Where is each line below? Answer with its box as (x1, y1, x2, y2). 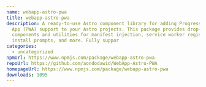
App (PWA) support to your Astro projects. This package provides (12, 26, 185, 32)
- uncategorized (12, 49, 53, 55)
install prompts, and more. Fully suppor (12, 37, 120, 43)
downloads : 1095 (6, 72, 48, 78)
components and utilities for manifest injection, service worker (12, 32, 185, 38)
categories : (6, 43, 37, 50)
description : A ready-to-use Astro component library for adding (6, 20, 177, 26)
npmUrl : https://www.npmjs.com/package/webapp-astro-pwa (6, 55, 155, 61)
